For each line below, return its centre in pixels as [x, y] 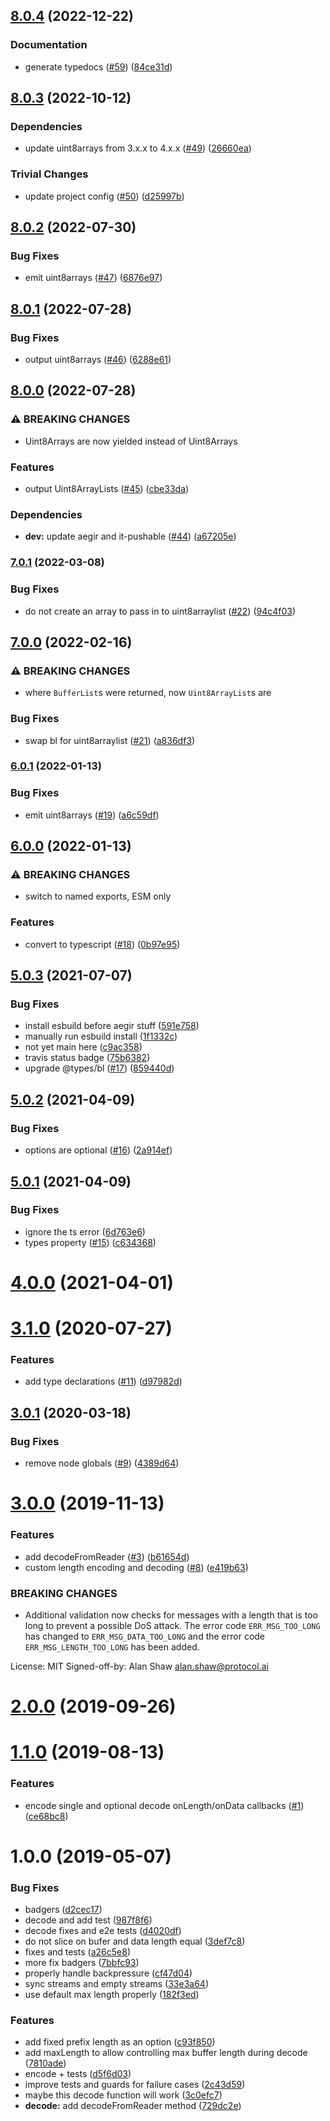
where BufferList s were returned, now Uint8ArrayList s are [148, 693]
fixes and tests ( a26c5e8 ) [78, 1952]
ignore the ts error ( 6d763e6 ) [85, 1231]
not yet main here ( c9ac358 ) [83, 1047]
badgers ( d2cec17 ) [63, 1910]
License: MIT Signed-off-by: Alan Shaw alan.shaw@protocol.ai [139, 1666]
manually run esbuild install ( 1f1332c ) [101, 1036]
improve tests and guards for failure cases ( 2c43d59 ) [135, 2085]
